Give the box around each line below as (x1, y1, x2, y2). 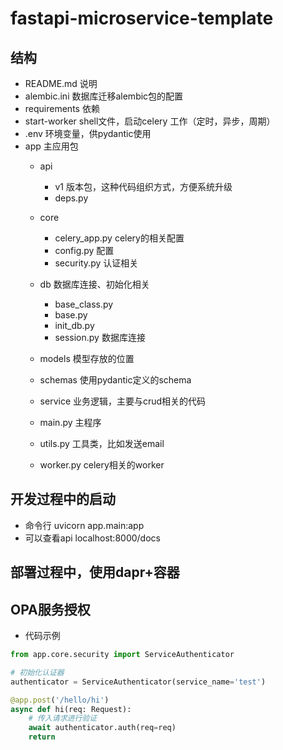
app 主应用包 (24, 140, 79, 152)
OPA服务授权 (10, 601, 91, 618)
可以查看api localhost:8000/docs (24, 532, 161, 544)
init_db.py (54, 320, 95, 331)
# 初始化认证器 (10, 667, 65, 677)
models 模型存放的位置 (39, 353, 135, 364)
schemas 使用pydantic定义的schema (39, 374, 192, 386)
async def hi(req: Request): (10, 704, 132, 714)
